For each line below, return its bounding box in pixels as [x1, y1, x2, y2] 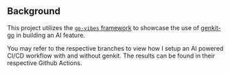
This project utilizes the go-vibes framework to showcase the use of [7, 23, 200, 32]
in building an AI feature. [16, 31, 86, 39]
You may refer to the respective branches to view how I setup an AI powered [7, 44, 224, 52]
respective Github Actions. [7, 58, 82, 67]
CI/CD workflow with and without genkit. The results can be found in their [7, 51, 216, 60]
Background [7, 5, 60, 17]
